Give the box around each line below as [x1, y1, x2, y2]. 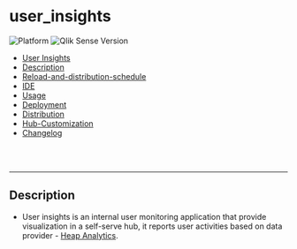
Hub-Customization [21, 117, 95, 129]
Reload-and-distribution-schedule [21, 71, 147, 81]
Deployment [21, 99, 67, 109]
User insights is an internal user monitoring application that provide [21, 211, 267, 222]
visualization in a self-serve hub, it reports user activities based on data [21, 221, 283, 231]
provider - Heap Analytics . [21, 230, 118, 240]
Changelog [21, 127, 63, 138]
